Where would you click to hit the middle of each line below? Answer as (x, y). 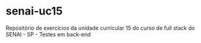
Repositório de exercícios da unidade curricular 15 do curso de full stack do (100, 28)
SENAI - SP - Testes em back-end (48, 34)
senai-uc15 (34, 11)
